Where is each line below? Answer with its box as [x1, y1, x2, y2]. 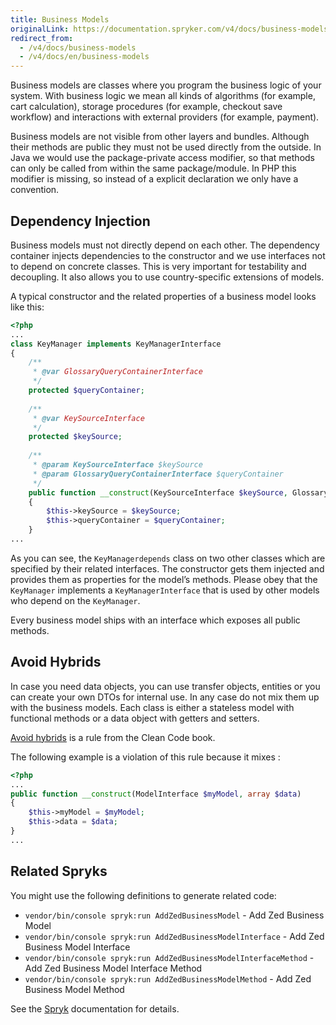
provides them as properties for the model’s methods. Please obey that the [10, 573, 318, 585]
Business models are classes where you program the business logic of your [10, 79, 322, 91]
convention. [10, 184, 60, 196]
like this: [10, 301, 45, 313]
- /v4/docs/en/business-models [19, 52, 150, 62]
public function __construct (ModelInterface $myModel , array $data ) [10, 789, 302, 799]
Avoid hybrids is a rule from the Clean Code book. [10, 731, 216, 743]
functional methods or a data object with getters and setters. [10, 712, 260, 724]
